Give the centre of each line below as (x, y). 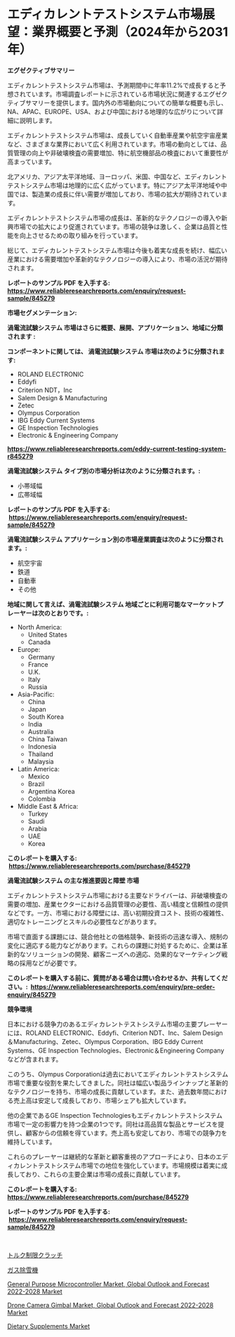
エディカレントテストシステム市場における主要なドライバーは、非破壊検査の (117, 895)
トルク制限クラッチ (35, 1255)
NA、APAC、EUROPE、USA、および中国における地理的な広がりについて (112, 111)
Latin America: (38, 769)
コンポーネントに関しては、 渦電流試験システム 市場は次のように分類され (113, 351)
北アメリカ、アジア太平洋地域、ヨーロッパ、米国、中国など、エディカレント (117, 176)
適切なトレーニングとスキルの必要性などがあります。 (84, 922)
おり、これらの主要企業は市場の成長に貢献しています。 (105, 1174)
